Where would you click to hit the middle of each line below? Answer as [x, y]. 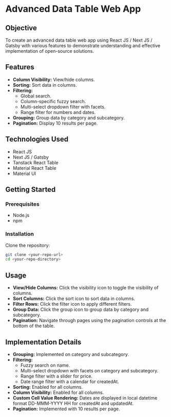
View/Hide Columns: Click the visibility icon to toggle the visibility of [85, 288]
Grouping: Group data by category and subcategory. [69, 117]
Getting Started [31, 190]
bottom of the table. [34, 326]
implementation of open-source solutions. [50, 51]
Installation [20, 234]
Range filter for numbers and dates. [58, 112]
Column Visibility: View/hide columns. [54, 80]
